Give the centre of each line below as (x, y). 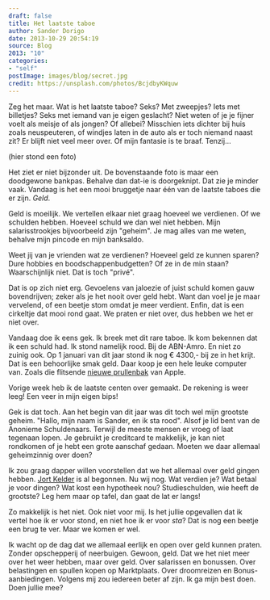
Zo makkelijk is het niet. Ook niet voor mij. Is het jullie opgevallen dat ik (126, 512)
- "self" (23, 69)
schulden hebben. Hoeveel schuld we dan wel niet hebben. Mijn (114, 222)
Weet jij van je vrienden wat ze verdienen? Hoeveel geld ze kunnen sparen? (134, 254)
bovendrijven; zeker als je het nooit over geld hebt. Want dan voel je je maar (134, 296)
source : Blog (30, 46)
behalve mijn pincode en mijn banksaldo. (76, 239)
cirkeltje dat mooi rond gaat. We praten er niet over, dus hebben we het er (131, 313)
